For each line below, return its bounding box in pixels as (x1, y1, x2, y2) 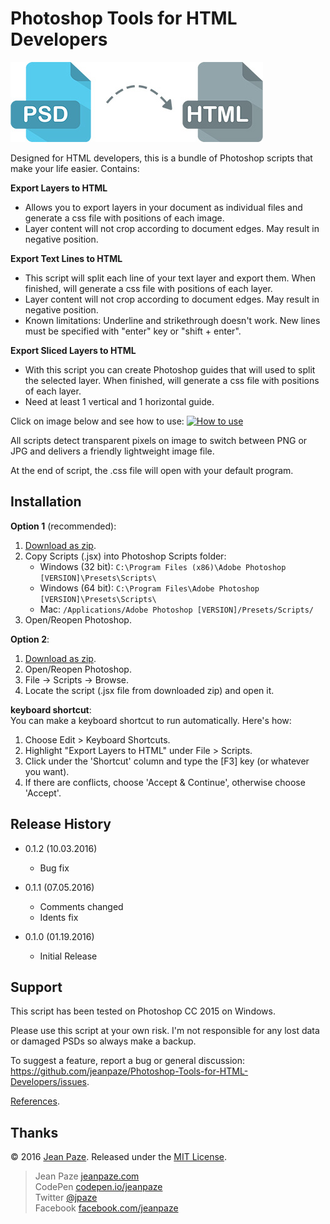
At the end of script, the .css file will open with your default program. (10, 464, 294, 476)
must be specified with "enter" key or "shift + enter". (24, 325, 242, 337)
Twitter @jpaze (34, 1192, 98, 1204)
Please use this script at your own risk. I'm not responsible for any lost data (10, 1025, 320, 1037)
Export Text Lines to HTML (10, 252, 123, 264)
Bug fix (39, 862, 70, 874)
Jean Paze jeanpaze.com (34, 1170, 140, 1182)
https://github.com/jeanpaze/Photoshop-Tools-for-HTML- (10, 1065, 249, 1077)
